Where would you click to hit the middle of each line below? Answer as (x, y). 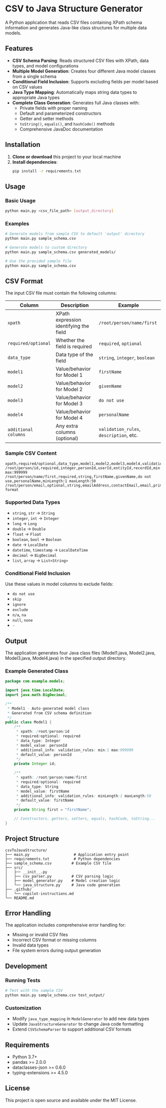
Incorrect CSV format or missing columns (54, 940)
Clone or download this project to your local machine (67, 156)
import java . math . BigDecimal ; (36, 695)
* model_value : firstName (43, 791)
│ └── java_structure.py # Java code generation (63, 885)
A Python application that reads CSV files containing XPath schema (74, 22)
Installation (23, 145)
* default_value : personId (44, 755)
